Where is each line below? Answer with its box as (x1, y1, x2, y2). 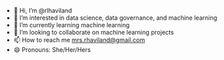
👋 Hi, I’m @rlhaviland (13, 7, 72, 14)
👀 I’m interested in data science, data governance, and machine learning (13, 14, 217, 22)
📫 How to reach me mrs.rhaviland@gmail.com (13, 36, 145, 44)
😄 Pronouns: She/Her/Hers (13, 46, 91, 54)
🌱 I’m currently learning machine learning (13, 21, 130, 29)
